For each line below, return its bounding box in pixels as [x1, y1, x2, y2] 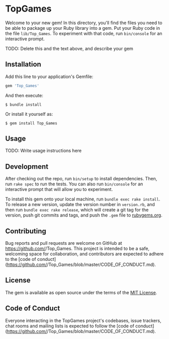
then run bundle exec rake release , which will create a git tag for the [5, 207, 149, 213]
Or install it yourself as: [5, 111, 53, 117]
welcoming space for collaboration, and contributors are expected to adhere [5, 251, 164, 257]
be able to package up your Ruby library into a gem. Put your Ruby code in [5, 25, 160, 31]
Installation [5, 60, 41, 69]
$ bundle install [5, 102, 42, 107]
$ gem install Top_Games [5, 120, 58, 126]
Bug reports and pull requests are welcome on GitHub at [5, 240, 123, 246]
